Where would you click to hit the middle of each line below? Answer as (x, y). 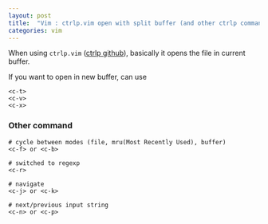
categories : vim (35, 30)
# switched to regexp (44, 163)
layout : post (30, 16)
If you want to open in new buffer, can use (78, 77)
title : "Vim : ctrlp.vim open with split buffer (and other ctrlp (123, 23)
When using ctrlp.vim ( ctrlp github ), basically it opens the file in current (127, 53)
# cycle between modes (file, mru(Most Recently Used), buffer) (117, 142)
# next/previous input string (59, 205)
